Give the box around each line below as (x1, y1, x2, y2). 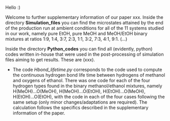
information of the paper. (12, 110, 65, 116)
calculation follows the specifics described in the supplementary (12, 105, 149, 110)
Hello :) (5, 5, 20, 10)
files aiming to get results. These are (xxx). (5, 57, 95, 63)
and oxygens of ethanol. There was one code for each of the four (12, 78, 151, 83)
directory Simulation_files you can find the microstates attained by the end (5, 20, 163, 26)
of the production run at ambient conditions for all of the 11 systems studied (5, 25, 164, 31)
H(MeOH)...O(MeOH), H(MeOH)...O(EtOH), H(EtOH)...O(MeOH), (12, 88, 145, 94)
